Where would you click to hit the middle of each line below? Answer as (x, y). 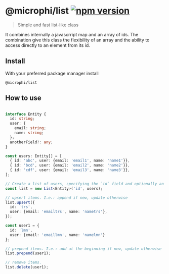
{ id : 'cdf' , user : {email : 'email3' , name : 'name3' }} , (70, 170)
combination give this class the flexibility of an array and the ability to (77, 40)
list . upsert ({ (20, 202)
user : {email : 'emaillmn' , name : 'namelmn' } (57, 235)
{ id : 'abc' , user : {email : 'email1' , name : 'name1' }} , (70, 161)
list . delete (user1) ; (27, 267)
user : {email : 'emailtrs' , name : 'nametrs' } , (59, 212)
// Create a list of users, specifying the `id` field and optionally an (85, 184)
